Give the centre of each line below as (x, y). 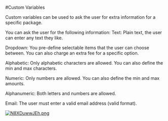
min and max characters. (31, 68)
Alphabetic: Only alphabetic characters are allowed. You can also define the (84, 63)
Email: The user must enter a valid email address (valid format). (71, 103)
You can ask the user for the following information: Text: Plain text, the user (84, 32)
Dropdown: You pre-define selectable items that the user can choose (77, 48)
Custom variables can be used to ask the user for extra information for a (80, 17)
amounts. (15, 84)
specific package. (24, 23)
